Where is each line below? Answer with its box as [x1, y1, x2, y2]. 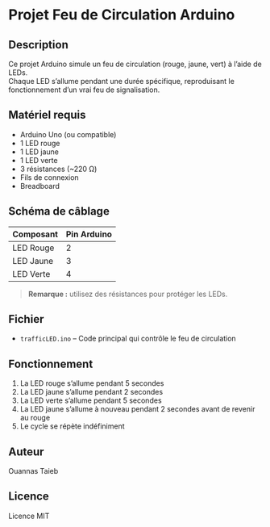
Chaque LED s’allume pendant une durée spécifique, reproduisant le [8, 77, 235, 86]
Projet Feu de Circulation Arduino [8, 6, 235, 24]
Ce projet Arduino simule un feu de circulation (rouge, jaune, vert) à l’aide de [8, 59, 262, 69]
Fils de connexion [19, 172, 79, 182]
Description [8, 38, 69, 52]
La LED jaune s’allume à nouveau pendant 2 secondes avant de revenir [19, 404, 255, 414]
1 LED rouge [19, 138, 60, 148]
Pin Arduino [65, 228, 113, 240]
